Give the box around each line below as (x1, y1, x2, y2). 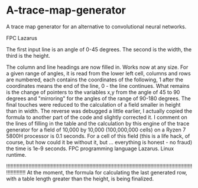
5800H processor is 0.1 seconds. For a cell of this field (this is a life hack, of (6, 132, 190, 139)
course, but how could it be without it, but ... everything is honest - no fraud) (6, 138, 193, 146)
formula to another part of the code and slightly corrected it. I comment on (6, 113, 187, 121)
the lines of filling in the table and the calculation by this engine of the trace (6, 120, 190, 127)
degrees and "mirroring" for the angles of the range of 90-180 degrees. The (6, 95, 191, 102)
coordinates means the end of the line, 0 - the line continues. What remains (6, 82, 190, 89)
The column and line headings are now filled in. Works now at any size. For (6, 63, 189, 71)
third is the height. (6, 52, 50, 59)
